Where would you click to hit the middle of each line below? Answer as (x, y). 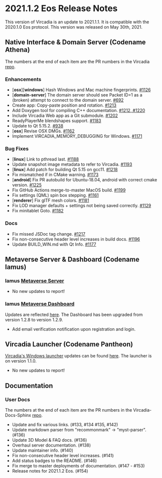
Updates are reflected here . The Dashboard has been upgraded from (74, 314)
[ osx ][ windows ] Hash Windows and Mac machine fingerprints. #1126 (81, 90)
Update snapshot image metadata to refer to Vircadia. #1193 (72, 164)
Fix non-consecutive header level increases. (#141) (63, 456)
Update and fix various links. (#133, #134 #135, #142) (65, 425)
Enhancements (23, 79)
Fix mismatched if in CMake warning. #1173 (55, 175)
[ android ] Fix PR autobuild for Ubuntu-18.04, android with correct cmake (85, 180)
